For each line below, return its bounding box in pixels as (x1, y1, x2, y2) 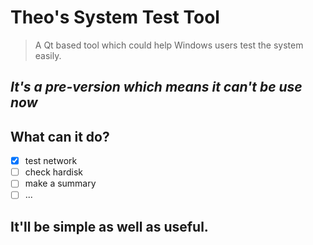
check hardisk (24, 166, 84, 178)
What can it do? (10, 128, 110, 145)
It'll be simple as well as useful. (10, 218, 209, 235)
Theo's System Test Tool (10, 6, 220, 29)
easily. (34, 49, 62, 61)
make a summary (24, 177, 97, 190)
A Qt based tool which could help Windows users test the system (34, 39, 304, 51)
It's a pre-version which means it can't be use (10, 79, 303, 96)
